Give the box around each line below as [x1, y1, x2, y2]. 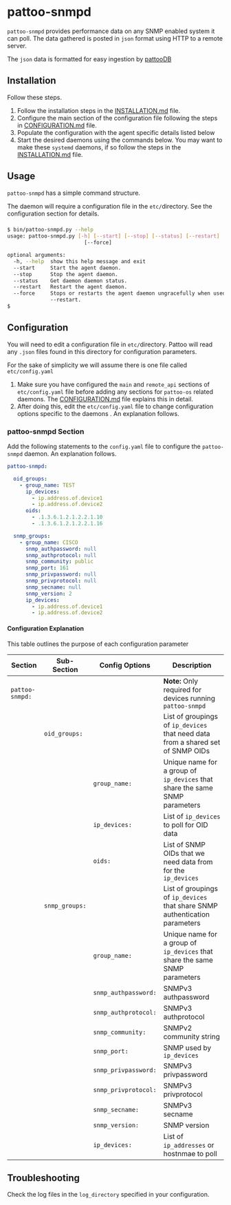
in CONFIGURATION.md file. [16, 121, 98, 129]
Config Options [99, 660, 151, 670]
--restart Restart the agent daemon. [13, 284, 128, 291]
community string [163, 1031, 220, 1041]
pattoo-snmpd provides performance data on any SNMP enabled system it [7, 27, 215, 35]
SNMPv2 [163, 1023, 192, 1033]
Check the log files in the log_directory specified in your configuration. [7, 1191, 210, 1199]
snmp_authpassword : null [25, 545, 97, 552]
